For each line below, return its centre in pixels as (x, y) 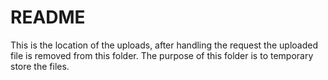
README (48, 17)
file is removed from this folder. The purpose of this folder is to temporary (162, 55)
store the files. (40, 66)
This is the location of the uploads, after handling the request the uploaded (164, 45)
